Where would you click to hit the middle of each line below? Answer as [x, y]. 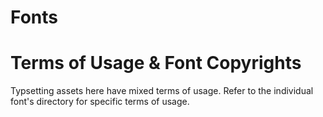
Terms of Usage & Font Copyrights [156, 63]
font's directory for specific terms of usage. [100, 102]
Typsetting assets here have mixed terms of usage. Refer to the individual [162, 91]
